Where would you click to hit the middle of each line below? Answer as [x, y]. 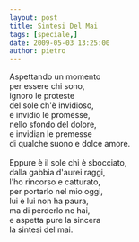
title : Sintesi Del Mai [54, 26]
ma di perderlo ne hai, [50, 211]
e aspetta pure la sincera [55, 220]
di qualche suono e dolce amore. [70, 144]
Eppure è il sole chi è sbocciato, [68, 163]
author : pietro [38, 51]
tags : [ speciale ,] [43, 34]
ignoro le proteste [42, 96]
